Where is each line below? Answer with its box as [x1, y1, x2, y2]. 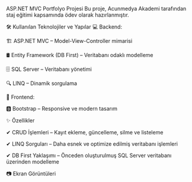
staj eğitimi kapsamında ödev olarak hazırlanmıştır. [6, 11, 129, 18]
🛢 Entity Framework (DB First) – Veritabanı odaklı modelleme [6, 52, 153, 58]
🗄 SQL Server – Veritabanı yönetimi [6, 65, 92, 73]
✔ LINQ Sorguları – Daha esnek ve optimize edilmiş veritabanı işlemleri [6, 140, 178, 148]
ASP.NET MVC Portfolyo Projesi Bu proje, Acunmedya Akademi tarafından [6, 5, 187, 12]
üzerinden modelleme [6, 158, 59, 165]
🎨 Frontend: [6, 93, 35, 101]
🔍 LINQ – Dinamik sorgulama [6, 80, 78, 87]
